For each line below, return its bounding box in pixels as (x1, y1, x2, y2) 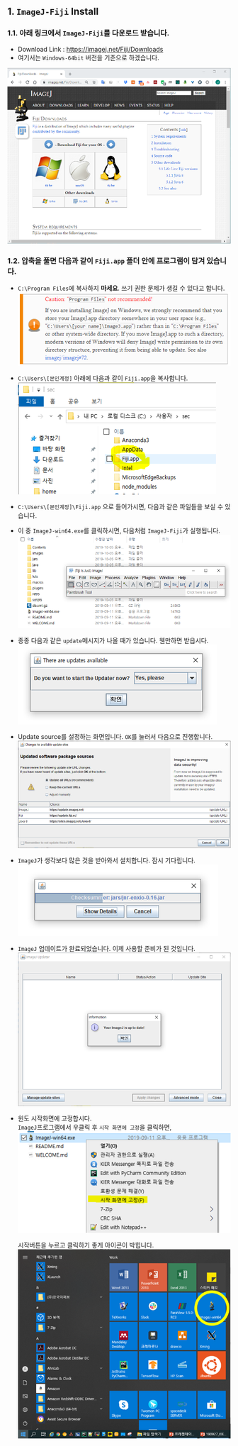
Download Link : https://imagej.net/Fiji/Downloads (17, 45, 164, 53)
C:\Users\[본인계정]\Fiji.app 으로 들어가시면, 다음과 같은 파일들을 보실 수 (17, 502, 224, 511)
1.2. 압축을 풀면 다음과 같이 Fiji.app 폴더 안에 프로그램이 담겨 (7, 255, 205, 265)
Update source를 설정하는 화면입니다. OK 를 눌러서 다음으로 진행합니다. (17, 733, 213, 741)
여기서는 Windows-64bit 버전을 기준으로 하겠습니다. (17, 53, 159, 62)
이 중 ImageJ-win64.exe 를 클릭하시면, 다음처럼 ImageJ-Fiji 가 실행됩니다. (17, 526, 221, 535)
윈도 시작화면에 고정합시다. (17, 1114, 92, 1123)
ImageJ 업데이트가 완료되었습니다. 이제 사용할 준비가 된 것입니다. (17, 944, 196, 952)
